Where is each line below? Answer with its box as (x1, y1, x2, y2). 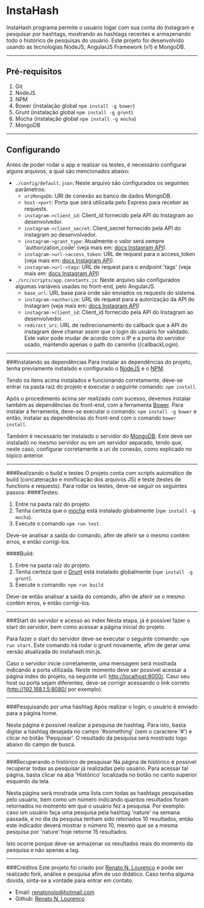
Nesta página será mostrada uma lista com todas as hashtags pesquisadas (6, 789, 194, 797)
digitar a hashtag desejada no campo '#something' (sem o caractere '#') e (6, 727, 192, 735)
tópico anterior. (6, 451, 44, 459)
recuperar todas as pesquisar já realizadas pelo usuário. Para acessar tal (6, 764, 188, 772)
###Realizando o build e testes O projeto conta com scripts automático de (6, 469, 192, 476)
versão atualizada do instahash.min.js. (6, 648, 102, 655)
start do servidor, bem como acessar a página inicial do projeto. (6, 623, 166, 630)
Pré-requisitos (6, 66, 63, 77)
